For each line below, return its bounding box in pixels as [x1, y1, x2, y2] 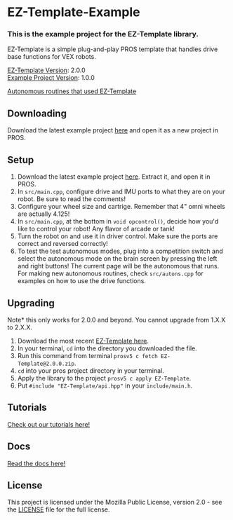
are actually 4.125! [17, 210, 70, 218]
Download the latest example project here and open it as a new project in [7, 126, 219, 135]
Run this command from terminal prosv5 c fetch [17, 351, 158, 360]
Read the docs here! [7, 459, 66, 467]
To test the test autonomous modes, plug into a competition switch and [17, 247, 223, 256]
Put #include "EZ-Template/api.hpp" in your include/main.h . [17, 381, 193, 390]
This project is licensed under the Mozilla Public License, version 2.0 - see [7, 498, 222, 507]
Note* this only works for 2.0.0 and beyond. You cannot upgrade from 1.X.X [7, 315, 226, 324]
